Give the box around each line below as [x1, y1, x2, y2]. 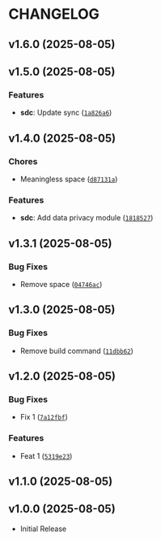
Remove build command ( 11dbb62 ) [19, 346, 133, 355]
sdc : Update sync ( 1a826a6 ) [19, 107, 112, 118]
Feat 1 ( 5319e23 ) [19, 451, 73, 460]
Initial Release [19, 524, 67, 533]
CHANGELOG [8, 5, 100, 24]
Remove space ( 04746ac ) [19, 279, 103, 289]
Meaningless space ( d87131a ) [19, 174, 118, 184]
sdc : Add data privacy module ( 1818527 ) [19, 213, 154, 223]
